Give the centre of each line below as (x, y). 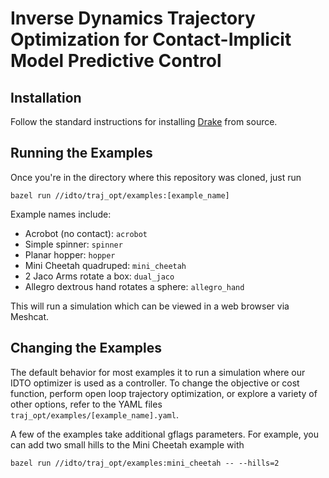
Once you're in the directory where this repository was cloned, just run (156, 177)
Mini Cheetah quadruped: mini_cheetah (105, 265)
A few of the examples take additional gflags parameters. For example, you (165, 434)
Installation (46, 97)
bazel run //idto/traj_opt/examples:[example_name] (120, 195)
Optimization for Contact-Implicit (151, 39)
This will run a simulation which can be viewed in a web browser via (150, 306)
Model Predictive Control (116, 61)
